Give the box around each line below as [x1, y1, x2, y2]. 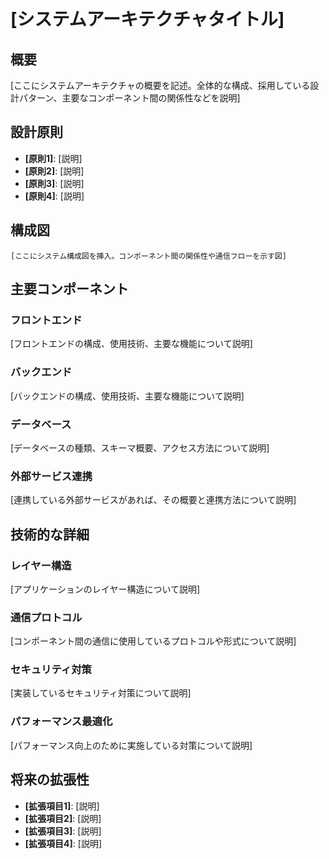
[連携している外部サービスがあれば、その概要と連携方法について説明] [10, 494, 297, 506]
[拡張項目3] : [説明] [24, 825, 102, 837]
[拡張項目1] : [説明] [24, 800, 100, 812]
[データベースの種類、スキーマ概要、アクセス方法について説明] [10, 441, 270, 454]
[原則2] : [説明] [24, 165, 85, 177]
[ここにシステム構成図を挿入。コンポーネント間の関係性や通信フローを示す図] [10, 251, 288, 261]
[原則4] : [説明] [24, 190, 85, 202]
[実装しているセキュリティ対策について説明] [10, 687, 192, 699]
